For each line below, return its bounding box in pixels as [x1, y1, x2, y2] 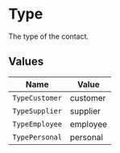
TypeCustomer [12, 93, 63, 102]
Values [8, 55, 44, 68]
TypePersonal [12, 132, 63, 142]
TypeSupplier [12, 106, 63, 115]
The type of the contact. [8, 31, 89, 41]
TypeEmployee [12, 119, 63, 129]
